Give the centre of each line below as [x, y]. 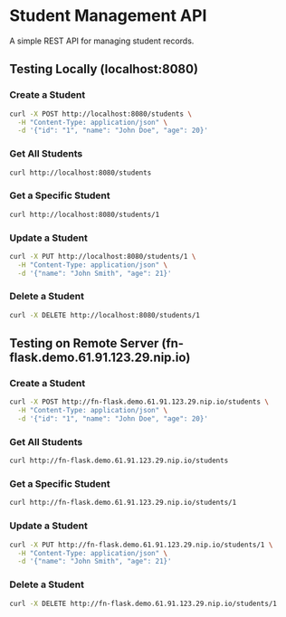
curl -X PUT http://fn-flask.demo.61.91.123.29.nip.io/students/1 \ [141, 545]
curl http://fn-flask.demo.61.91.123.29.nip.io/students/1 [123, 503]
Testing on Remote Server [84, 343]
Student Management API [108, 16]
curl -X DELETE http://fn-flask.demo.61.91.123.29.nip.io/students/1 [143, 603]
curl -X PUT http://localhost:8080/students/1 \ [103, 256]
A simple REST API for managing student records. [102, 41]
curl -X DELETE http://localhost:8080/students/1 [105, 315]
